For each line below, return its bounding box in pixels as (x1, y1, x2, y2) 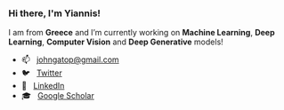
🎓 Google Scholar (20, 90, 94, 101)
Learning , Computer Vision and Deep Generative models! (8, 36, 223, 47)
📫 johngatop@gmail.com (20, 54, 119, 65)
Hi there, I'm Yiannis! (8, 7, 101, 20)
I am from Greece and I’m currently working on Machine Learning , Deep (8, 27, 275, 38)
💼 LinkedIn (20, 81, 65, 91)
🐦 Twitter (20, 67, 63, 78)
